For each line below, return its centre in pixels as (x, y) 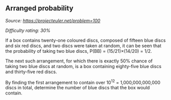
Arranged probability (39, 8)
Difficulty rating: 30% (28, 30)
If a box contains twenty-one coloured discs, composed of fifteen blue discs (86, 40)
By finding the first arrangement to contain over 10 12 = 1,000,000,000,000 (83, 82)
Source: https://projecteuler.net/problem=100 (53, 20)
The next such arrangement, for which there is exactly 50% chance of (79, 61)
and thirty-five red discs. (31, 72)
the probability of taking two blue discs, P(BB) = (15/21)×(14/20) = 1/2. (79, 51)
